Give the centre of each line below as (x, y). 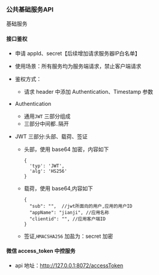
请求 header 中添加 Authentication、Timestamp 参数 (88, 91)
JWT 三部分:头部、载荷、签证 (51, 136)
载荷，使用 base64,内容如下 (58, 188)
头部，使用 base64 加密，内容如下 (66, 149)
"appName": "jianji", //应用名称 (69, 212)
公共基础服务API (30, 9)
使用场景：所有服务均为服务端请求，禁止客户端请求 (78, 66)
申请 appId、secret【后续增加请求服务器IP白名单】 (78, 53)
